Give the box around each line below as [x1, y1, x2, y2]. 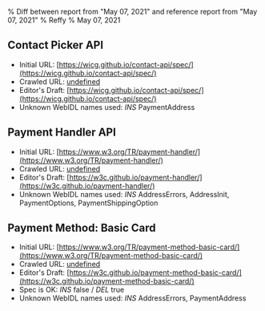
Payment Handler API [7, 126, 117, 139]
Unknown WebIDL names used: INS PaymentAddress [18, 102, 195, 111]
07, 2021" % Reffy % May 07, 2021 [7, 15, 121, 25]
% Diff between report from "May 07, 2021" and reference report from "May [7, 7, 258, 16]
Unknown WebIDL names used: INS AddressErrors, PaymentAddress [18, 293, 247, 303]
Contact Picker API [7, 38, 104, 52]
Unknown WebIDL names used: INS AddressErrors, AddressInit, [18, 189, 230, 199]
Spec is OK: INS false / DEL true [18, 285, 125, 295]
